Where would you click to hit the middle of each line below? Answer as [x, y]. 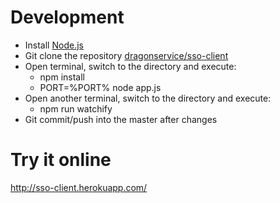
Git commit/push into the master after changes [121, 119]
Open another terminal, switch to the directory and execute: [148, 98]
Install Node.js [54, 45]
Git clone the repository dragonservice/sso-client [126, 55]
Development [67, 17]
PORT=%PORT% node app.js [100, 87]
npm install [62, 77]
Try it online [61, 160]
